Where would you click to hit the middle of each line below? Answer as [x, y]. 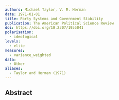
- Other [17, 64]
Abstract [19, 93]
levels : [13, 41]
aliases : [14, 69]
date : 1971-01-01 [23, 14]
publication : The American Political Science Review [59, 23]
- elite [17, 46]
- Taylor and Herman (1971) [38, 73]
